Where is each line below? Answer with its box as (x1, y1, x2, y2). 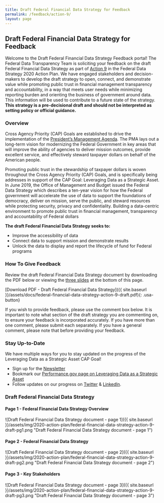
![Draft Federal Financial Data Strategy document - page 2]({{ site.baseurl (5, 449, 154, 455)
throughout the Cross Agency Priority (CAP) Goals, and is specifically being (5, 172, 158, 178)
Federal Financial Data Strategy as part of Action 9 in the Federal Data (5, 66, 146, 72)
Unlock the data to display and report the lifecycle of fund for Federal (12, 243, 152, 249)
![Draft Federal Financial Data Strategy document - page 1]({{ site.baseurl (5, 416, 153, 423)
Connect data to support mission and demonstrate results (12, 238, 129, 244)
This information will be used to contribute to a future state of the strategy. (5, 97, 156, 103)
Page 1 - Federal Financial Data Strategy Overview (5, 406, 109, 412)
